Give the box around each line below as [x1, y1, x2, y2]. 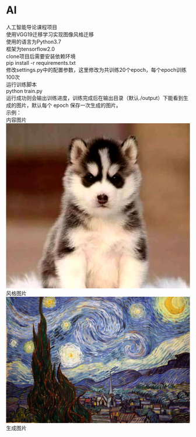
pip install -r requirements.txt [6, 59, 76, 66]
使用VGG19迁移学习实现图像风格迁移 [6, 30, 94, 38]
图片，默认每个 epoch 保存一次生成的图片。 [16, 102, 121, 109]
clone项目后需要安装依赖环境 [6, 53, 76, 60]
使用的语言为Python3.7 [6, 38, 61, 45]
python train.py [6, 87, 43, 94]
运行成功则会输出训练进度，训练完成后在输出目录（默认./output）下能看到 [6, 94, 184, 101]
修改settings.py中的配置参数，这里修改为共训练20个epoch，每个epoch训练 [6, 66, 187, 73]
